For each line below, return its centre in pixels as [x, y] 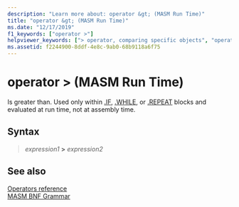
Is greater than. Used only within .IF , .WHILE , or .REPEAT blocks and [107, 102]
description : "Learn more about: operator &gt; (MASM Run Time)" [106, 14]
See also [27, 171]
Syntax [23, 132]
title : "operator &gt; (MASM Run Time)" [68, 21]
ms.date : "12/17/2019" [41, 27]
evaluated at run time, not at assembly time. [71, 109]
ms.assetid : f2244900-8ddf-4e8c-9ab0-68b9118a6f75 [84, 47]
